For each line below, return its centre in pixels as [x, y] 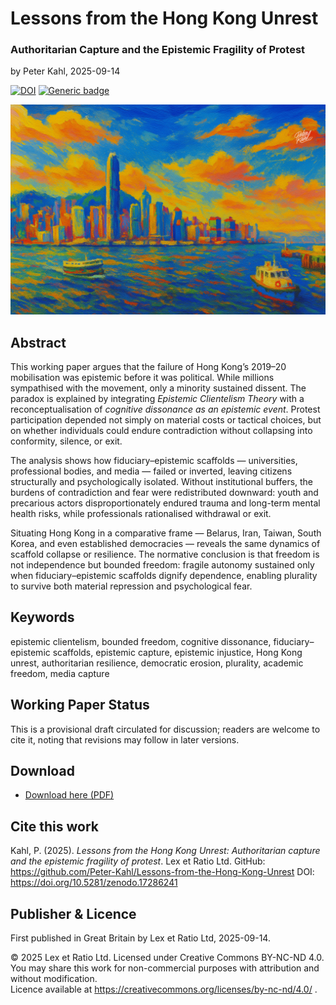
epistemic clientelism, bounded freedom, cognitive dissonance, [141, 641]
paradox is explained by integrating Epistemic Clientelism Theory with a [157, 398]
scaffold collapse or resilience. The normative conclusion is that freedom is [165, 554]
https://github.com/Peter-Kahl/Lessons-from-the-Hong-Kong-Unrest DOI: [162, 872]
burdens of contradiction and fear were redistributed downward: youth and [164, 492]
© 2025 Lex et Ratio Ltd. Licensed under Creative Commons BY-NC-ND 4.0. [167, 958]
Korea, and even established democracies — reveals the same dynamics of [165, 543]
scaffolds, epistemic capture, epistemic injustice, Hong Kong [177, 652]
